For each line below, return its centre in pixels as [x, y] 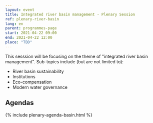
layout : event [20, 10]
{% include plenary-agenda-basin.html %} [49, 115]
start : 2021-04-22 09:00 [31, 33]
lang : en [14, 24]
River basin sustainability [38, 71]
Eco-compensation [32, 82]
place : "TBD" [19, 42]
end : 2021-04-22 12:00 [29, 38]
